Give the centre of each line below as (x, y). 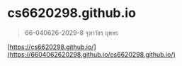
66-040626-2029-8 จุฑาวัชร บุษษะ (72, 33)
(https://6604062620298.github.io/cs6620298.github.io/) (91, 54)
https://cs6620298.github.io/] (53, 47)
